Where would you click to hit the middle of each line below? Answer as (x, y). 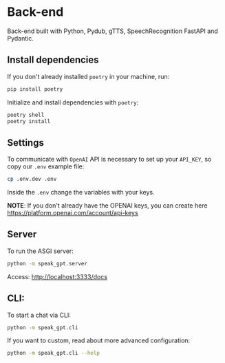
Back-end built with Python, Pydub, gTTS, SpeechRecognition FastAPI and (112, 31)
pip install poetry (35, 89)
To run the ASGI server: (40, 251)
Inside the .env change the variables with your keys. (81, 192)
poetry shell (26, 115)
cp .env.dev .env (32, 179)
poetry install (29, 121)
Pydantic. (21, 38)
